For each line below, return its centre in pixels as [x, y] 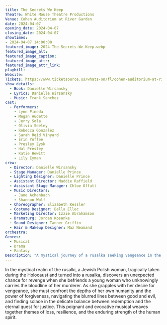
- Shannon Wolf [30, 200]
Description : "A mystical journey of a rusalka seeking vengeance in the [83, 255]
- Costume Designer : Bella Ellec [44, 209]
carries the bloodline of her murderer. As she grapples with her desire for [80, 285]
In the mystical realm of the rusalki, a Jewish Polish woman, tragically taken [83, 269]
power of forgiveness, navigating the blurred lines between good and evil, [81, 296]
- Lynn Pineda [29, 112]
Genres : [13, 237]
